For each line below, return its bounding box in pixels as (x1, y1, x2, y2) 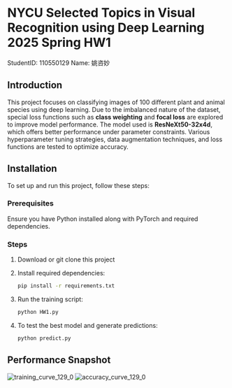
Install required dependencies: (17, 269, 106, 278)
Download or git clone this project (17, 255, 115, 264)
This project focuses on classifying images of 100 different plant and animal (7, 98, 225, 106)
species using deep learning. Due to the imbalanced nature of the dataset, (7, 105, 222, 113)
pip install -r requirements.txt (17, 282, 115, 289)
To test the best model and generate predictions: (17, 321, 159, 329)
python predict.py (17, 334, 71, 342)
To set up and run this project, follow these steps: (7, 181, 150, 189)
